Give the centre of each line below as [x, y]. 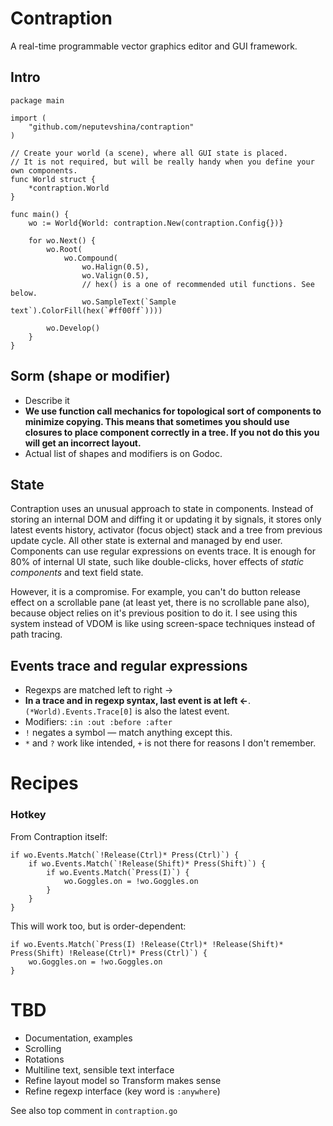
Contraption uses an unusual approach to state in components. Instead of [162, 509]
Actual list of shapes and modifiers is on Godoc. [123, 453]
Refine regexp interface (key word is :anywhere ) [122, 1091]
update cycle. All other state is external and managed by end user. [146, 541]
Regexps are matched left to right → [99, 690]
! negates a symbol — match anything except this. [128, 733]
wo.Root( [64, 249]
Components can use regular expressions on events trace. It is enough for [163, 551]
